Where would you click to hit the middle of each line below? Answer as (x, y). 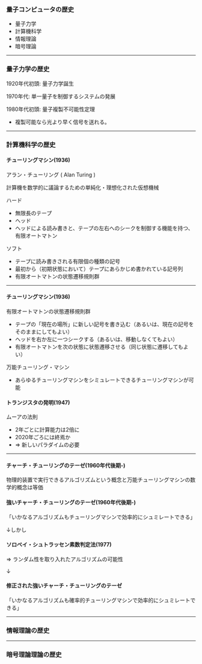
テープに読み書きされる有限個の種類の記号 (67, 261)
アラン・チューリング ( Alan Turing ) (51, 174)
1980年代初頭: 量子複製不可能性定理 (50, 109)
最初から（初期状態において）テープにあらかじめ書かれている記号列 (99, 269)
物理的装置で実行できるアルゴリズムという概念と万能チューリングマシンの (98, 480)
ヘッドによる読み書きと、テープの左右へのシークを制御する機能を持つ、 (104, 228)
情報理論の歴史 (28, 630)
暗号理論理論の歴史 (34, 655)
